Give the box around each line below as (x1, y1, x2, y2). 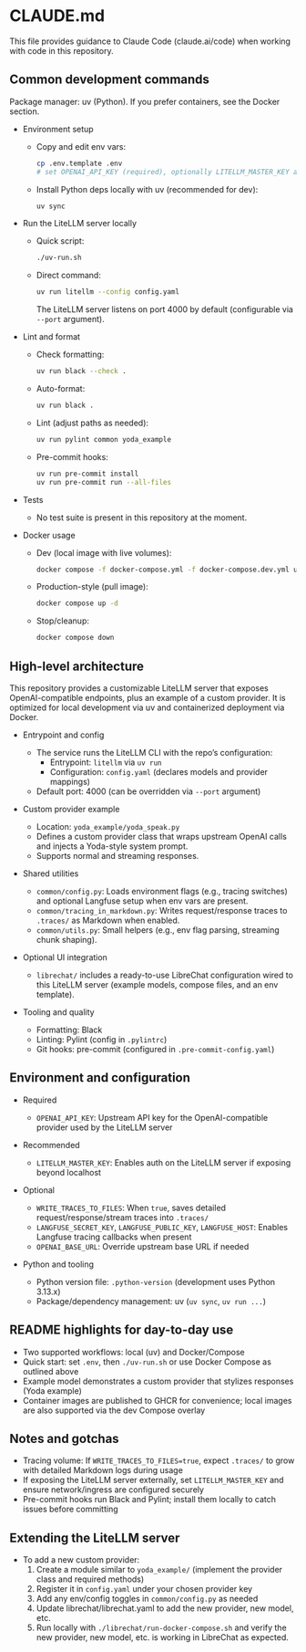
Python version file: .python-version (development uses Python (36, 1276, 276, 1287)
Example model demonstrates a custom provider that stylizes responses (22, 1375, 294, 1386)
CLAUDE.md (9, 5, 106, 26)
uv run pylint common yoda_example (36, 434, 171, 444)
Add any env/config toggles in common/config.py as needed (36, 1594, 259, 1605)
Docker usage (22, 529, 76, 540)
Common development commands (9, 72, 209, 88)
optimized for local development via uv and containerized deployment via (9, 702, 285, 713)
